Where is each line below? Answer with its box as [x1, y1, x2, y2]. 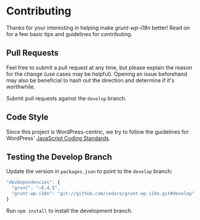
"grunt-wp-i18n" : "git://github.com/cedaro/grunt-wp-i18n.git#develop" [11, 191, 195, 197]
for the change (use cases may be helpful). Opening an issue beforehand [6, 70, 187, 78]
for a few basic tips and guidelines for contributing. [6, 30, 133, 37]
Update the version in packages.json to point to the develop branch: [6, 168, 172, 175]
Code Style [6, 112, 49, 123]
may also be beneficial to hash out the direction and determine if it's [6, 76, 175, 84]
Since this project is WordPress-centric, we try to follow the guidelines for [6, 128, 189, 135]
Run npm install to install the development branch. [6, 207, 133, 214]
